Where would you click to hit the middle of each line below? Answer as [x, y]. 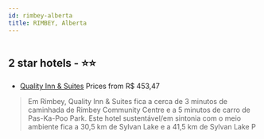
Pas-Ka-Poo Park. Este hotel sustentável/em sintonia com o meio [134, 118]
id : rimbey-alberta [41, 15]
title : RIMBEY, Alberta [48, 23]
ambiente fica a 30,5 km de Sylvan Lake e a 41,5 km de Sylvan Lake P [142, 127]
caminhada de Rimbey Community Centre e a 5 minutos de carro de [139, 110]
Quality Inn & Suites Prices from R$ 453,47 [90, 86]
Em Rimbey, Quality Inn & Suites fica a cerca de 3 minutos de [128, 102]
